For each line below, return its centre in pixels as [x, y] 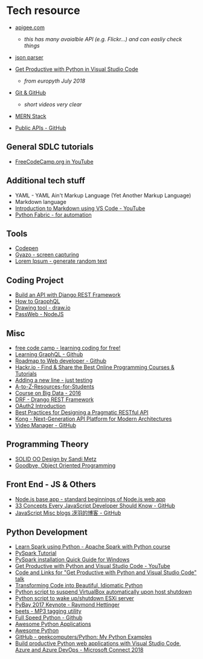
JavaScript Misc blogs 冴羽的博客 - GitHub [68, 513]
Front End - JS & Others [51, 485]
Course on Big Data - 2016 [48, 393]
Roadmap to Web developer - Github [61, 361]
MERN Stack [31, 116]
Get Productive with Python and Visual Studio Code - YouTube [92, 566]
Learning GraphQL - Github [49, 354]
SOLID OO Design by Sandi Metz [56, 459]
